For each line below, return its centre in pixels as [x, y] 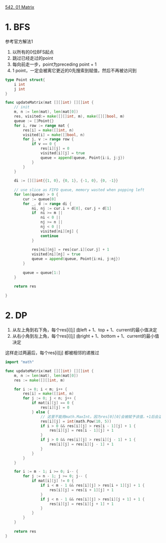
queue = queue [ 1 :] [42, 272]
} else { [41, 412]
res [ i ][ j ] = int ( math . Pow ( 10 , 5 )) [76, 421]
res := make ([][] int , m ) [40, 380]
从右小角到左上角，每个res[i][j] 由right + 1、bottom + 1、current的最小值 [86, 336]
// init [22, 107]
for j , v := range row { [48, 139]
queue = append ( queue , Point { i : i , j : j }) [83, 158]
